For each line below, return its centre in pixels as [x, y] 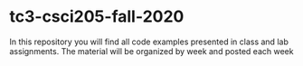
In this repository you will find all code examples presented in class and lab [149, 42]
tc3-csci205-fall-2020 [97, 17]
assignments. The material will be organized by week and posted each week [151, 51]
